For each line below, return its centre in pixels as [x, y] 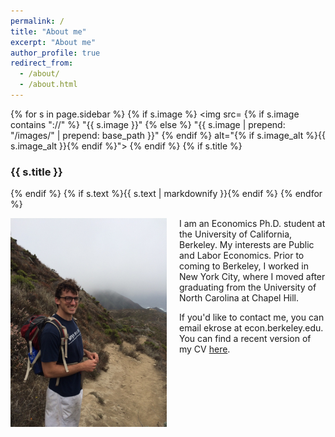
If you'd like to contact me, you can [252, 317]
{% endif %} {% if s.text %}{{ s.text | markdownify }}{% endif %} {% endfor [166, 194]
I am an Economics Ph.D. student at [252, 224]
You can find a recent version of [245, 339]
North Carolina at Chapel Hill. [239, 298]
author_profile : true [55, 53]
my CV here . [205, 349]
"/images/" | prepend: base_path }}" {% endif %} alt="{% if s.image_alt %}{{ [168, 135]
